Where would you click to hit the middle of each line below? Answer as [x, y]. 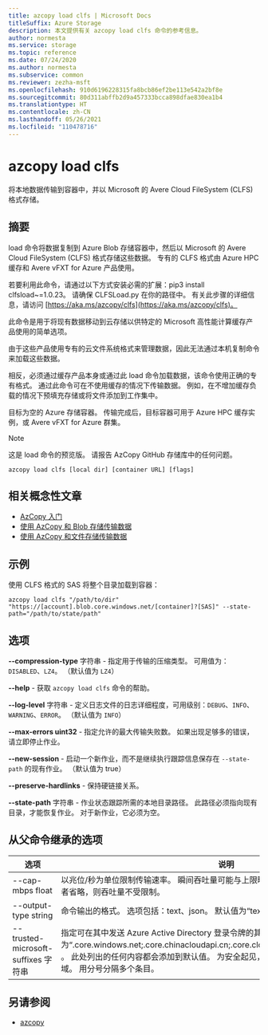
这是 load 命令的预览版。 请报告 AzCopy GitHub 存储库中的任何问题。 [122, 455]
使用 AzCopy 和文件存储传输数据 [73, 537]
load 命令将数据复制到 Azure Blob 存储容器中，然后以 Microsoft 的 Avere [127, 247]
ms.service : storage [43, 45]
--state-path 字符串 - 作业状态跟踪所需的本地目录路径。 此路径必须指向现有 [133, 802]
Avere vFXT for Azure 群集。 [78, 422]
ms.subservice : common [46, 75]
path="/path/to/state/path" [55, 614]
